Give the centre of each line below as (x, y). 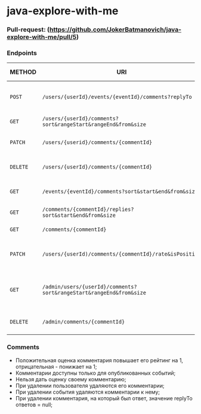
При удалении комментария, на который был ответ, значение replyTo (104, 398)
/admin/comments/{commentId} (84, 322)
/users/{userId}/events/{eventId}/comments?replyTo (117, 97)
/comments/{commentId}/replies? (88, 209)
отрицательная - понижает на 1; (56, 366)
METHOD (23, 72)
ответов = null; (34, 404)
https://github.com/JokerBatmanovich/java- (115, 30)
